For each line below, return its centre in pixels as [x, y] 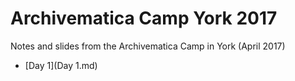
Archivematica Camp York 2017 [144, 18]
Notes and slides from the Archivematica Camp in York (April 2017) [148, 46]
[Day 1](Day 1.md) [61, 65]
